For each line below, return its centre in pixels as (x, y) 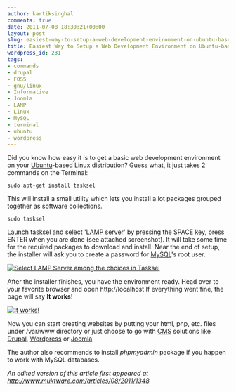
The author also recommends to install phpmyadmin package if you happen (117, 353)
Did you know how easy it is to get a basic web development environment (114, 158)
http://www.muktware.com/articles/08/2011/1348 (78, 381)
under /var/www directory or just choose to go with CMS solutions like (109, 332)
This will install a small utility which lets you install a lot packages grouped (114, 199)
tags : (15, 60)
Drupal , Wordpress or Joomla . (51, 339)
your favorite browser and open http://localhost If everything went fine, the (116, 289)
